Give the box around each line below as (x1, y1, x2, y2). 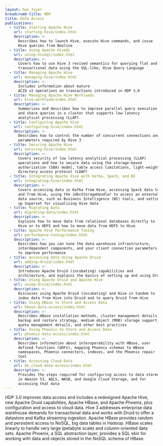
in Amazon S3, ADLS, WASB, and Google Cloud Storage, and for (17, 377, 147, 382)
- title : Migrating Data (9, 206, 60, 210)
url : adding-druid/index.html (14, 259, 75, 264)
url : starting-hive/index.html (14, 30, 77, 34)
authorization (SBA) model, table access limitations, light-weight (17, 165, 160, 170)
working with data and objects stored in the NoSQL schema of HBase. (5, 436, 145, 442)
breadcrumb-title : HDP (5, 12, 51, 16)
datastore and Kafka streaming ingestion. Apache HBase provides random (5, 415, 154, 421)
